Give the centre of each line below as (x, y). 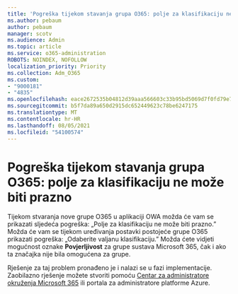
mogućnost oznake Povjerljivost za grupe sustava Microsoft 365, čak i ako (117, 247)
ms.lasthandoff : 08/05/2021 (49, 125)
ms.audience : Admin (36, 40)
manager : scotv (30, 34)
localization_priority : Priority (57, 66)
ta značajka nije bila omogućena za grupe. (69, 254)
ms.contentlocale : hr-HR (44, 119)
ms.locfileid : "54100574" (45, 132)
